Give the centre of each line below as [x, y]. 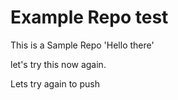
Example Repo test [89, 17]
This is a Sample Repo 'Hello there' [82, 45]
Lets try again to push [55, 83]
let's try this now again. [58, 64]
